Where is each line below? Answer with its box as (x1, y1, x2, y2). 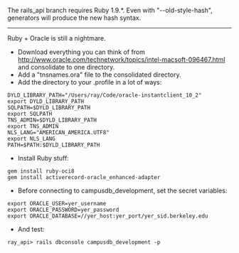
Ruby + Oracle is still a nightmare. (7, 34, 106, 42)
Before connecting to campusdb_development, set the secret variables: (17, 186, 228, 195)
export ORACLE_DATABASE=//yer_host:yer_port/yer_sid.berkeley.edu (7, 212, 208, 220)
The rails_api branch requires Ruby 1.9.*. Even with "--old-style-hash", (7, 6, 213, 14)
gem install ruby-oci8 (7, 168, 75, 175)
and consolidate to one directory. (17, 63, 115, 71)
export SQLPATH (7, 110, 53, 117)
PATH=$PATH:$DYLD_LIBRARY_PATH (7, 141, 100, 149)
